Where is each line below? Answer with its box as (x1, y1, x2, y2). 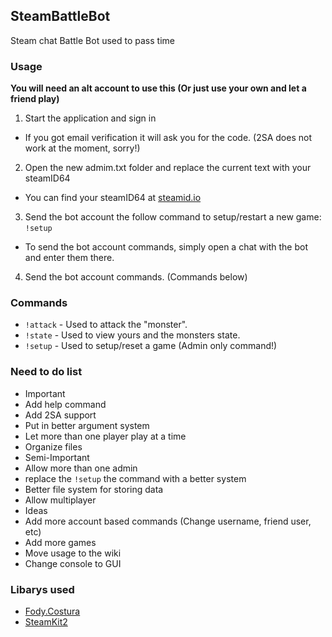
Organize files (24, 440, 83, 453)
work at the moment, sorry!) (24, 142, 141, 154)
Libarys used (10, 582, 75, 596)
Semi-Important (24, 451, 90, 463)
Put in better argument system (24, 419, 150, 431)
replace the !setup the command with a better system (24, 472, 247, 484)
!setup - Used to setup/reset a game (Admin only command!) (24, 340, 278, 352)
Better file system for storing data (24, 483, 164, 495)
